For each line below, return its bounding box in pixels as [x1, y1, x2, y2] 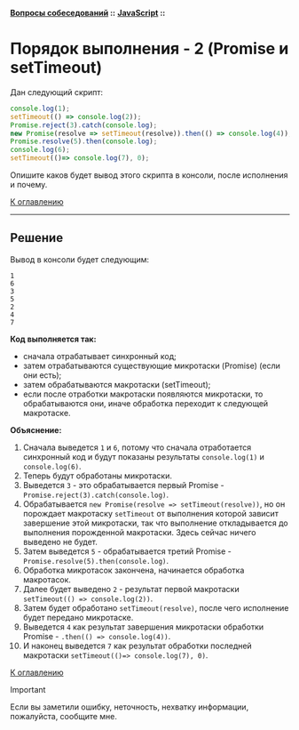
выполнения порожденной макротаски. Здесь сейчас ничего [22, 526, 256, 537]
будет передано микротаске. [22, 612, 134, 622]
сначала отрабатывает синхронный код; [22, 350, 177, 361]
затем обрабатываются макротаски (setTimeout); [22, 379, 211, 389]
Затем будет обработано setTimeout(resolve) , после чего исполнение [22, 602, 289, 613]
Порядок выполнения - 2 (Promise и [10, 39, 289, 59]
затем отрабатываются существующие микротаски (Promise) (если [22, 360, 280, 371]
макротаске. [22, 407, 71, 418]
